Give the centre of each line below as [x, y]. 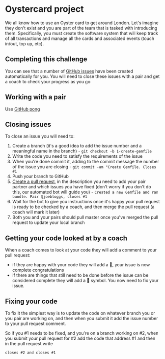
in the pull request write [29, 343]
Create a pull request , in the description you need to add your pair [79, 181]
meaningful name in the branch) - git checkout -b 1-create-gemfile [82, 151]
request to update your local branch [48, 222]
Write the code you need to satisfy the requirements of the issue [77, 156]
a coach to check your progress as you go [48, 81]
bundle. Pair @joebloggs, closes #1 [50, 197]
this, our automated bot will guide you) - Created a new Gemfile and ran [85, 192]
